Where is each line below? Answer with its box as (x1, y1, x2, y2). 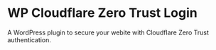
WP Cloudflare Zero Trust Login (7, 5, 198, 21)
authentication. (7, 35, 52, 44)
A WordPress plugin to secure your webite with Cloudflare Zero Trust (7, 28, 210, 37)
